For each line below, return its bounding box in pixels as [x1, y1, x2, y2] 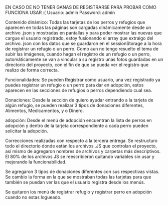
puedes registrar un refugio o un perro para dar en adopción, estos [5, 82, 144, 88]
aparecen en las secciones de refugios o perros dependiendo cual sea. [5, 87, 152, 93]
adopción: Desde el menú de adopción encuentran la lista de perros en [5, 117, 152, 123]
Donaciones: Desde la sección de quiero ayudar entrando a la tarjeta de [5, 97, 154, 103]
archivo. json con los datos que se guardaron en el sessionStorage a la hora [5, 40, 162, 46]
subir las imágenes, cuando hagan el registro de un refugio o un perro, [5, 51, 151, 57]
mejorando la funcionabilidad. [5, 159, 67, 164]
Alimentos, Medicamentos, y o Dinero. [5, 107, 84, 113]
